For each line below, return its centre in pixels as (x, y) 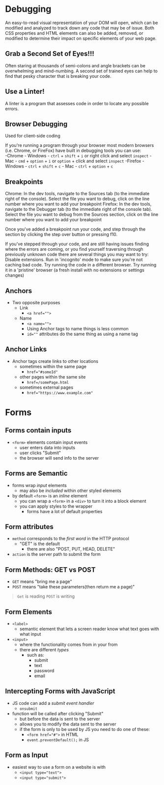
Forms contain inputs (38, 430)
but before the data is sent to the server (60, 719)
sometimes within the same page (53, 366)
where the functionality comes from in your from (68, 644)
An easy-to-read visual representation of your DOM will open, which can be (82, 23)
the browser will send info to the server (59, 458)
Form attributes (29, 527)
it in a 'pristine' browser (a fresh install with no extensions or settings (75, 270)
